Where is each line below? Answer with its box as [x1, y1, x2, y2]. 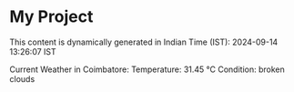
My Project [9, 6, 94, 27]
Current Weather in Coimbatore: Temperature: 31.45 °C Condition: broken [9, 64, 285, 75]
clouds [9, 73, 35, 84]
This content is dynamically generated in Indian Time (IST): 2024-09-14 [9, 36, 279, 47]
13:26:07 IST [9, 46, 56, 56]
